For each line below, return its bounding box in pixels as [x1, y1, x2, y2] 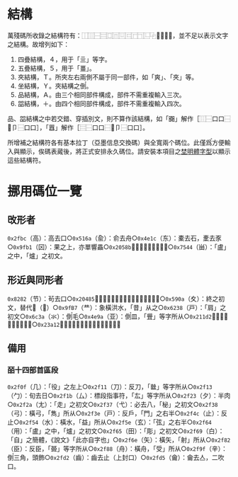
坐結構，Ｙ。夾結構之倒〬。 [17, 81, 93, 90]
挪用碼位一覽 [7, 183, 83, 200]
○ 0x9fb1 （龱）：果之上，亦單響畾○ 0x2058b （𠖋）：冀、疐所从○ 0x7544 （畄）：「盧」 [7, 242, 230, 251]
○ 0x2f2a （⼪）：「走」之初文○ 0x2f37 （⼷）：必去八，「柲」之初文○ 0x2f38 [7, 401, 218, 409]
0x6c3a [25, 313, 45, 321]
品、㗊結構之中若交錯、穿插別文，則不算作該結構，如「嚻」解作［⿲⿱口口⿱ [7, 114, 231, 122]
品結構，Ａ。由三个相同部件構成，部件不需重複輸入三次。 [17, 90, 186, 99]
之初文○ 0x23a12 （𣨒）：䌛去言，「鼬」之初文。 [19, 320, 121, 328]
